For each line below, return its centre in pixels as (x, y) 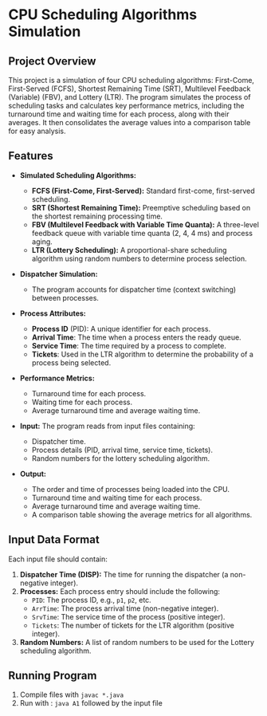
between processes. (65, 297)
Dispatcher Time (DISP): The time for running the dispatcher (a (124, 574)
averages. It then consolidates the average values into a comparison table (130, 122)
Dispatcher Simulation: (59, 273)
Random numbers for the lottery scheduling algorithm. (121, 458)
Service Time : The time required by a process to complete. (129, 345)
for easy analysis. (37, 131)
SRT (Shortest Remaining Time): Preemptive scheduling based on (141, 207)
